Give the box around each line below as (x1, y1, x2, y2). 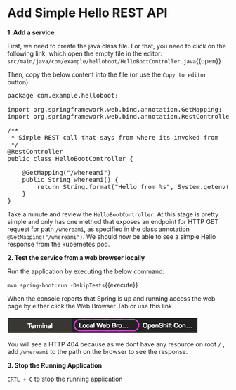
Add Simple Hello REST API (7, 5, 168, 21)
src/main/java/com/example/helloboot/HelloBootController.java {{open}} (7, 56, 221, 65)
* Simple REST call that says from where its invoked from (11, 134, 219, 141)
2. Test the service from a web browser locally (7, 253, 145, 261)
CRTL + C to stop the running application (7, 375, 123, 383)
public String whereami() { (22, 176, 119, 183)
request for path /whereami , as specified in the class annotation (7, 225, 190, 233)
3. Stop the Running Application (7, 360, 103, 370)
